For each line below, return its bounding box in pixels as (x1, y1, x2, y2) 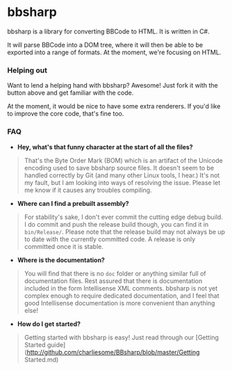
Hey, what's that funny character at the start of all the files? (17, 143, 193, 151)
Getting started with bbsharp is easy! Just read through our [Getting (24, 333, 219, 341)
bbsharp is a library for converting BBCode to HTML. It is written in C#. (7, 27, 210, 35)
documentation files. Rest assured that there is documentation (24, 276, 203, 285)
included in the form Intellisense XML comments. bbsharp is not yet (24, 284, 218, 292)
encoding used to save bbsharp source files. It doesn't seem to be (24, 163, 215, 172)
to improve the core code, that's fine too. (7, 109, 124, 118)
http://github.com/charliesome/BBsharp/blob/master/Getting (26, 348, 200, 356)
